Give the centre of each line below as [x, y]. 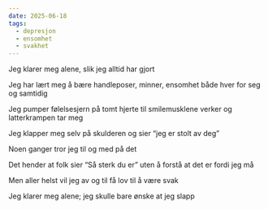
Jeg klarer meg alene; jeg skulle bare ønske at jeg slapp [102, 196]
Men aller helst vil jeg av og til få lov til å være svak [93, 181]
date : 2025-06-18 [38, 16]
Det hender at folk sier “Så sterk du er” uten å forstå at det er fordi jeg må [131, 165]
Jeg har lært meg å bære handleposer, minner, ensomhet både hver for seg [135, 85]
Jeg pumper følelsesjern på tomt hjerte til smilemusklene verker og [121, 109]
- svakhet [32, 46]
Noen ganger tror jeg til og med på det [73, 149]
